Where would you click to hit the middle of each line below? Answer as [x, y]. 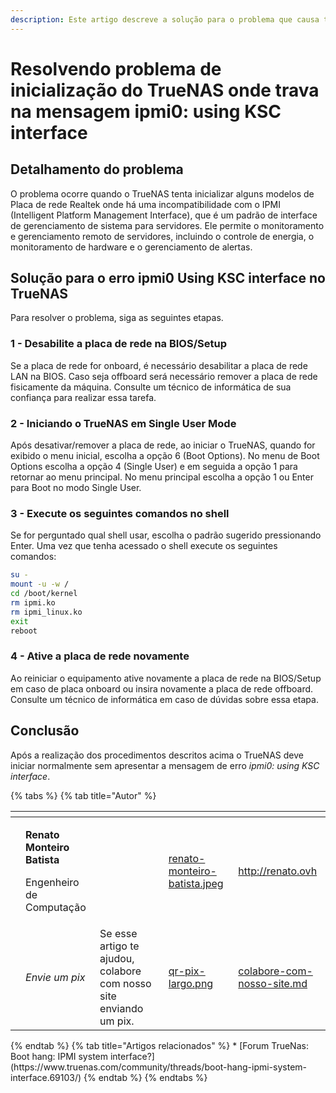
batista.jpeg [196, 883]
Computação [56, 907]
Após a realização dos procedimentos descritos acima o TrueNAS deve [157, 755]
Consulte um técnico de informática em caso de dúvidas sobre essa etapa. [164, 699]
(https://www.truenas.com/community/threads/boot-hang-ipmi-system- [159, 1067]
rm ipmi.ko [33, 602]
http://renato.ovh [278, 871]
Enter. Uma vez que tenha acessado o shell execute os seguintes [144, 546]
